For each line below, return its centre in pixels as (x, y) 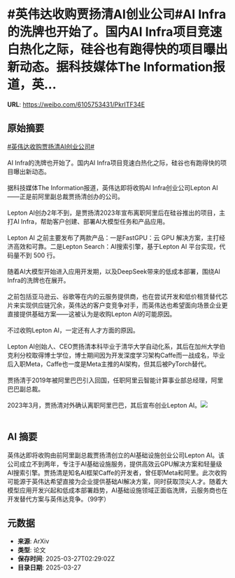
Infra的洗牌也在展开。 (38, 280)
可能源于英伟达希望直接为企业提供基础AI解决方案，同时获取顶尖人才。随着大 (117, 481)
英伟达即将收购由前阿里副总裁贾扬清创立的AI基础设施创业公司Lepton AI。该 (116, 455)
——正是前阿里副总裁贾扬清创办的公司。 (65, 196)
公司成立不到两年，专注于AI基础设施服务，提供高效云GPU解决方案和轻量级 (115, 464)
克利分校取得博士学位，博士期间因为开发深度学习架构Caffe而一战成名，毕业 (116, 355)
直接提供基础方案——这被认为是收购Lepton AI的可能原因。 (92, 314)
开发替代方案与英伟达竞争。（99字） (59, 499)
